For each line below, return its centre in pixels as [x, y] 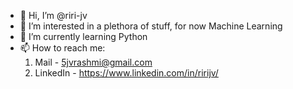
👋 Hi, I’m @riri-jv [53, 15]
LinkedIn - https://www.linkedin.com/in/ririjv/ [126, 73]
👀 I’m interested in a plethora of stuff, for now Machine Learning [151, 26]
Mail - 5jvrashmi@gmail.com [93, 62]
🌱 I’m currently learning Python [83, 36]
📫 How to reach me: [62, 48]
